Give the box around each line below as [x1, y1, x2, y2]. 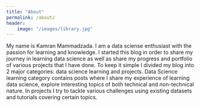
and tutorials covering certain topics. [6, 94, 98, 101]
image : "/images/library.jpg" [17, 25, 93, 32]
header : [6, 20, 26, 26]
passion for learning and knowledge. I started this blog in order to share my [6, 49, 193, 56]
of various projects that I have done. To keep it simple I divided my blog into [6, 62, 195, 69]
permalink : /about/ [6, 15, 55, 21]
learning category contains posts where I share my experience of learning [6, 74, 190, 82]
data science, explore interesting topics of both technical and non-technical [6, 81, 195, 88]
